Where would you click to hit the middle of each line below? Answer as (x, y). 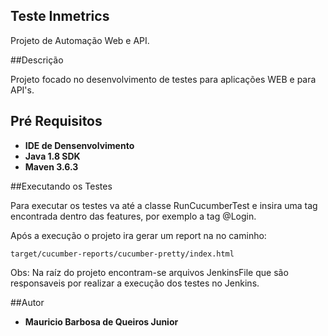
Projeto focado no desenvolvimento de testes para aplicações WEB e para (163, 79)
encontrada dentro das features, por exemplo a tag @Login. (133, 216)
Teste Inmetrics (60, 16)
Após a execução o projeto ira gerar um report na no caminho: (138, 235)
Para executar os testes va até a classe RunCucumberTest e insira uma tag (164, 205)
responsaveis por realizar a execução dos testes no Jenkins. (135, 283)
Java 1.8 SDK (52, 156)
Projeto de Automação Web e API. (80, 40)
